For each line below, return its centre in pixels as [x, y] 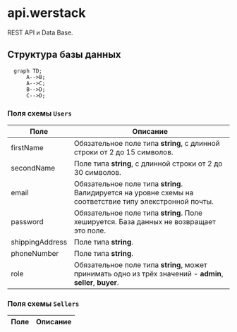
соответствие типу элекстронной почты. [144, 202]
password [27, 222]
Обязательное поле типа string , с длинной [147, 144]
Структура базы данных [64, 55]
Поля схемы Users [39, 113]
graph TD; [28, 71]
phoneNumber [35, 254]
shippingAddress [39, 242]
